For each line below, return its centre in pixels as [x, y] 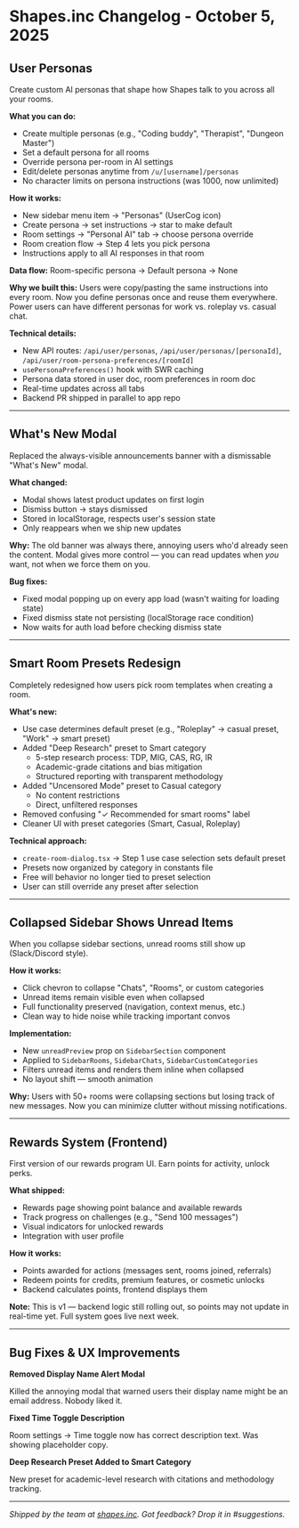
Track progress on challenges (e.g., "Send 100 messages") [130, 1217]
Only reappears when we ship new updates [101, 528]
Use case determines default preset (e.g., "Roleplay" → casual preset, [150, 728]
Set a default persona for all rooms [85, 152]
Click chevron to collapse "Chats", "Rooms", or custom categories [143, 988]
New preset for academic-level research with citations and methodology [142, 1479]
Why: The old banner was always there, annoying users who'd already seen [149, 545]
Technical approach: [48, 841]
